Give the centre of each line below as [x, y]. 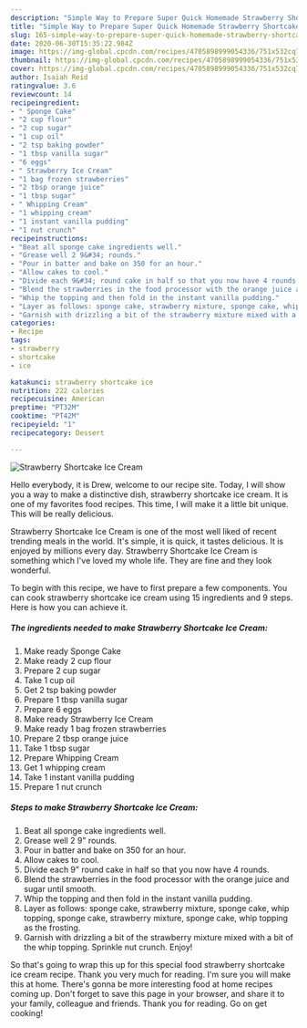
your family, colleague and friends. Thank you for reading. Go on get [139, 1003]
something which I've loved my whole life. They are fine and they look [141, 560]
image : [23, 52]
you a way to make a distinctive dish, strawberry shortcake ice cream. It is [149, 494]
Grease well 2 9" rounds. [70, 840]
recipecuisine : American [57, 399]
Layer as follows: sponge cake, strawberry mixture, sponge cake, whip [156, 908]
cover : [23, 69]
